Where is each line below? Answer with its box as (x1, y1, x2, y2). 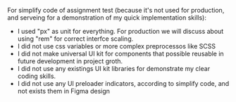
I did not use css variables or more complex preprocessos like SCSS (17, 42, 216, 50)
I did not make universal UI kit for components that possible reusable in (17, 49, 224, 58)
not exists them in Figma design (17, 87, 111, 95)
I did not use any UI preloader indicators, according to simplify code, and (17, 79, 230, 87)
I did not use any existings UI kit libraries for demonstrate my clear (17, 65, 210, 72)
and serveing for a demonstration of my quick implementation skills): (7, 13, 206, 22)
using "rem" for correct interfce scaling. (17, 34, 134, 43)
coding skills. (17, 72, 56, 80)
